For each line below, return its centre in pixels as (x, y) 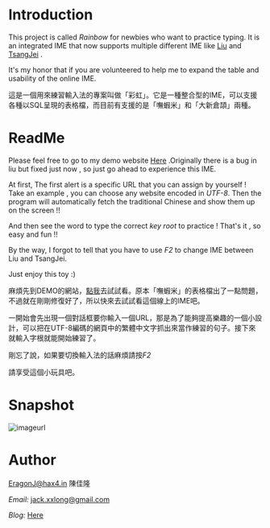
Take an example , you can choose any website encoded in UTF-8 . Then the (135, 193)
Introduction (51, 15)
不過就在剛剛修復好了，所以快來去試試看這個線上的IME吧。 (106, 300)
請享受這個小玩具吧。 (44, 372)
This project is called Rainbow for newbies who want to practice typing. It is (134, 37)
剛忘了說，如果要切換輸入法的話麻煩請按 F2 (80, 355)
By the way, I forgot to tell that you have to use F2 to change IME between (131, 250)
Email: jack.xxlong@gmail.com (59, 499)
